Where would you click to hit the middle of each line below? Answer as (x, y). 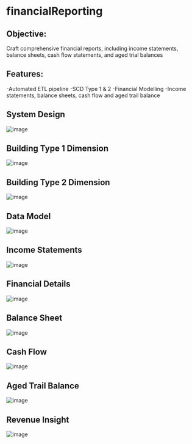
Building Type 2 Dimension (58, 182)
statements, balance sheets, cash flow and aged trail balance (83, 95)
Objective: (27, 34)
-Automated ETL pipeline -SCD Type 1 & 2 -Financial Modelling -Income (96, 89)
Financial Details (39, 284)
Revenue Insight (38, 420)
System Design (36, 115)
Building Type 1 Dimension (57, 149)
